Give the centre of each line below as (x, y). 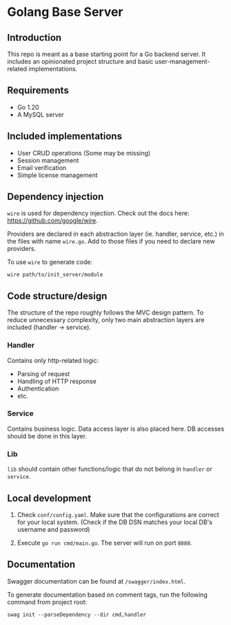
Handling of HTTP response (57, 381)
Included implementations (65, 137)
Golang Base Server (65, 12)
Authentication (38, 389)
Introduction (34, 38)
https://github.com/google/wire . (52, 221)
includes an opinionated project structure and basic (80, 62)
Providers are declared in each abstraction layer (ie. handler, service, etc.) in (115, 234)
